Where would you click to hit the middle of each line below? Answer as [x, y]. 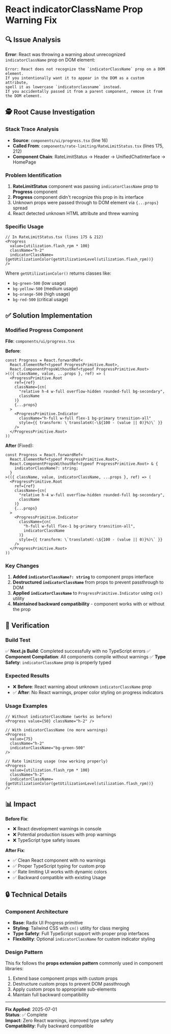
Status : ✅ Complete [26, 1015]
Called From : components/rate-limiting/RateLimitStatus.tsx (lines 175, [88, 146]
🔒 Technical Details [36, 895]
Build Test [18, 640]
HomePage [24, 162]
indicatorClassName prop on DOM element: [50, 60]
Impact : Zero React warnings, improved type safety [59, 1021]
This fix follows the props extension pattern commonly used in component [84, 963]
